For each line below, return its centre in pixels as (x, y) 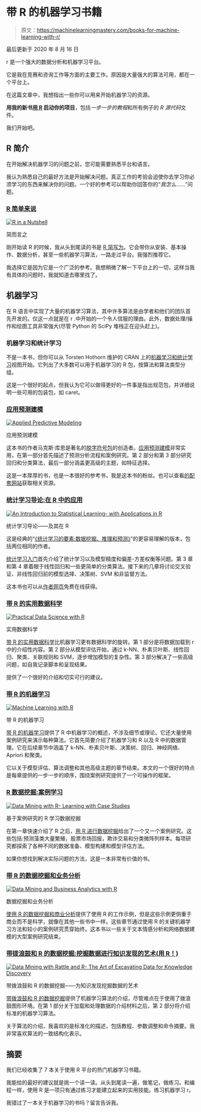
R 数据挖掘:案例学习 (34, 792)
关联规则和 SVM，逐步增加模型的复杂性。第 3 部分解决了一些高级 (112, 657)
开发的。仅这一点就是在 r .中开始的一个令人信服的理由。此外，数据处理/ (99, 319)
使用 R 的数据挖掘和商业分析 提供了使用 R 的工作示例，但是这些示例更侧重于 (99, 914)
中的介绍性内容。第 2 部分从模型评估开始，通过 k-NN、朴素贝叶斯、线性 (95, 650)
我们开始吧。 (22, 128)
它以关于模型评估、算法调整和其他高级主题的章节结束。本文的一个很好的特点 (100, 768)
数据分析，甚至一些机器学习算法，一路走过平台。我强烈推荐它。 (95, 254)
